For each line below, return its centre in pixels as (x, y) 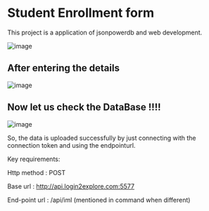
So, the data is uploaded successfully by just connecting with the (102, 138)
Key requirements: (34, 159)
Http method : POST (37, 172)
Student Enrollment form (81, 13)
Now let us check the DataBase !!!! (84, 107)
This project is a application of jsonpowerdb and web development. (105, 32)
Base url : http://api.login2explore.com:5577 (71, 186)
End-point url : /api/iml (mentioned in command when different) (99, 200)
